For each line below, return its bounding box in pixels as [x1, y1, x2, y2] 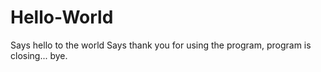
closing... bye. [10, 49, 68, 61]
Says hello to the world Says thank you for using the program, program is [10, 39, 312, 51]
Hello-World [10, 6, 114, 29]
